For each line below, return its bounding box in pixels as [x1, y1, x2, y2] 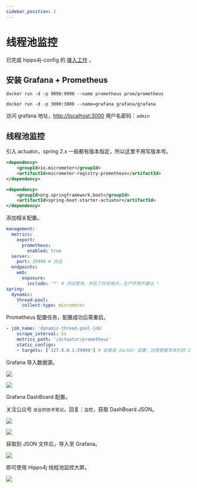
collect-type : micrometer [21, 302, 85, 308]
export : [16, 237, 35, 243]
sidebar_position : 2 [6, 8, 57, 15]
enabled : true [27, 248, 62, 254]
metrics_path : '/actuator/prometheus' [16, 336, 111, 342]
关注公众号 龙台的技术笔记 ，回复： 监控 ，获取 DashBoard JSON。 [6, 406, 157, 413]
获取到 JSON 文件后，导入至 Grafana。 [6, 440, 101, 447]
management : [6, 226, 35, 232]
